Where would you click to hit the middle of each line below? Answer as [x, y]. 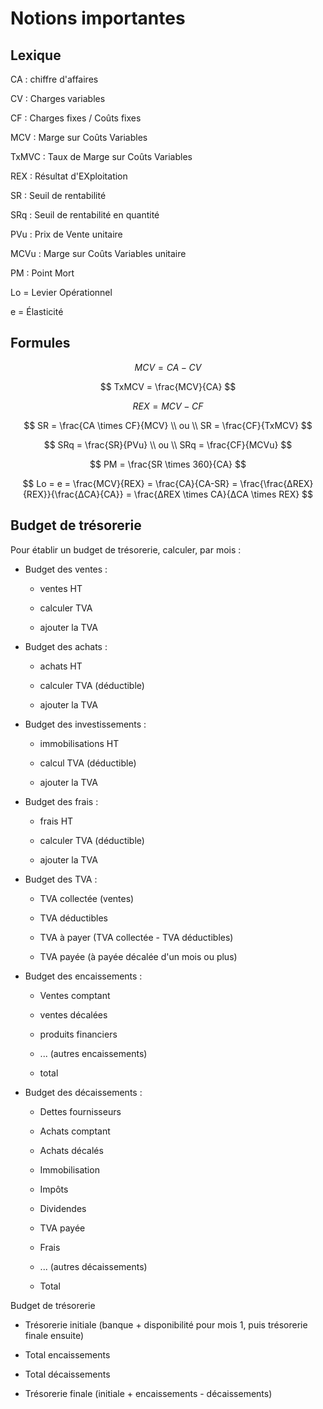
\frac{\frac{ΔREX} [276, 483]
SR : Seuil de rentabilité [58, 195]
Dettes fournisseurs [80, 1111]
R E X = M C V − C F [168, 406]
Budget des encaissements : [83, 976]
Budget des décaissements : [83, 1092]
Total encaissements [67, 1354]
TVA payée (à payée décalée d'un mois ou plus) [138, 956]
